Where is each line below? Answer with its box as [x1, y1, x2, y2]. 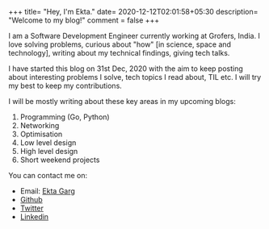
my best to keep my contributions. [8, 81, 123, 90]
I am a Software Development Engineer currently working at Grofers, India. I [8, 31, 261, 40]
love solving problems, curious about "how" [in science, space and [8, 40, 232, 49]
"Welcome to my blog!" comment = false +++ [8, 15, 160, 25]
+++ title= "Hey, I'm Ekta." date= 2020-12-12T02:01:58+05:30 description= [8, 7, 258, 16]
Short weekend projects [19, 155, 100, 164]
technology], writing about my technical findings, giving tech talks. [8, 48, 230, 57]
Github [19, 195, 43, 204]
